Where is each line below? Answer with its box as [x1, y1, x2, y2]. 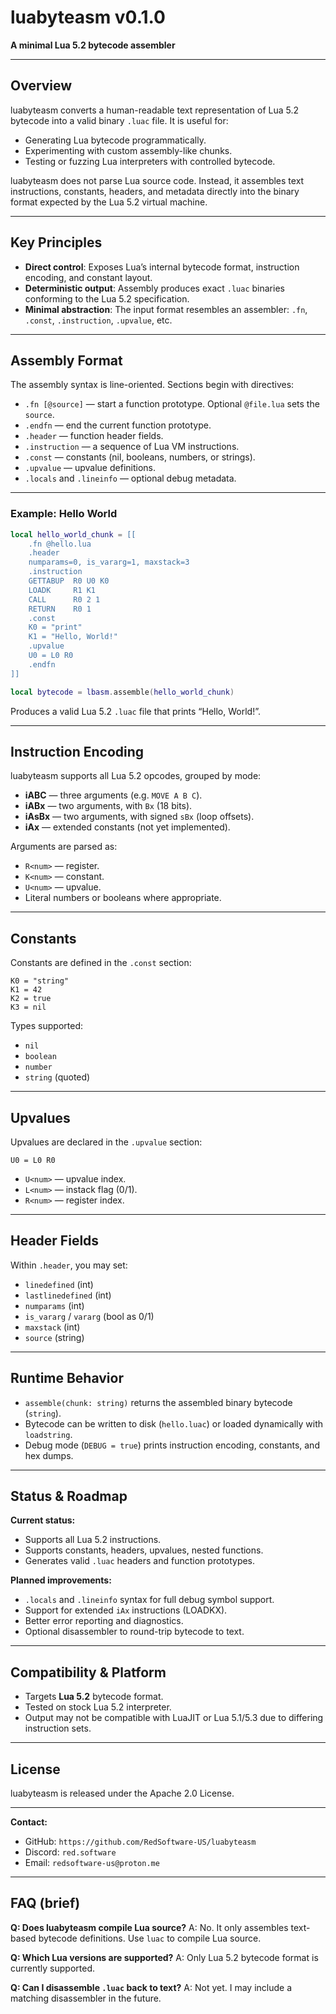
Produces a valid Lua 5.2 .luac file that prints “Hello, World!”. [10, 705, 261, 717]
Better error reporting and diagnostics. [24, 1615, 184, 1627]
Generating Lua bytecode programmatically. [24, 134, 207, 146]
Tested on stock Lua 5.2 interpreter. [24, 1701, 172, 1713]
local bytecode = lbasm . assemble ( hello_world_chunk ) [10, 687, 235, 697]
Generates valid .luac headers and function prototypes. [24, 1555, 256, 1567]
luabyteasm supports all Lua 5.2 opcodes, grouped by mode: [10, 770, 262, 782]
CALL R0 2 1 [28, 594, 101, 605]
